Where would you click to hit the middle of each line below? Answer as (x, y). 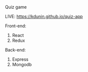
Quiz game (16, 7)
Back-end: (15, 50)
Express (20, 59)
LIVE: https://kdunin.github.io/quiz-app (44, 16)
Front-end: (16, 26)
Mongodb (22, 64)
